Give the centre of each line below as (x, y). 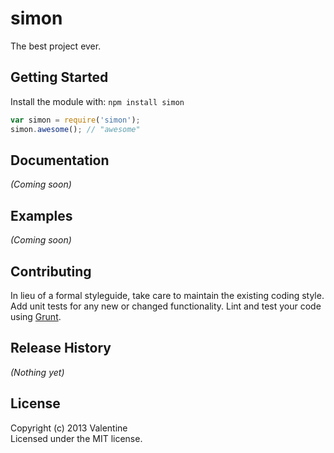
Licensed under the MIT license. (76, 438)
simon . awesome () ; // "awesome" (75, 129)
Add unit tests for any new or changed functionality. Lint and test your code (166, 306)
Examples (41, 215)
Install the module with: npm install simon (97, 101)
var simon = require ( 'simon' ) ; (75, 120)
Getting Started (59, 77)
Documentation (60, 160)
